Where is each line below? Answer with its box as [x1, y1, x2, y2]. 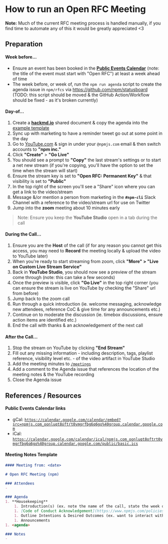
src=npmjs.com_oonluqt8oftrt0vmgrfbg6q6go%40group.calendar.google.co [12, 422, 163, 427]
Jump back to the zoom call [12, 296, 70, 302]
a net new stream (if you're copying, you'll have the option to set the [12, 162, 153, 168]
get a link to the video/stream [12, 189, 73, 195]
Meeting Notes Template [5, 452, 57, 458]
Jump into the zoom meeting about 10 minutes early [12, 204, 120, 211]
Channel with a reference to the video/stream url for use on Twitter [12, 199, 150, 205]
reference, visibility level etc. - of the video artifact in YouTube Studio [12, 356, 155, 362]
